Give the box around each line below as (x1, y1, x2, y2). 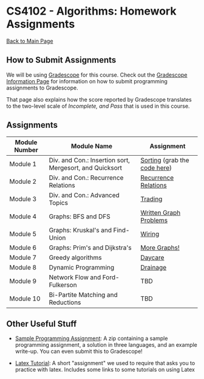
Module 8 (9, 263, 37, 271)
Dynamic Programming (49, 263, 115, 271)
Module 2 (9, 177, 37, 186)
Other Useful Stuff (6, 318, 77, 329)
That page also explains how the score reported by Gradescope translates (6, 96, 192, 103)
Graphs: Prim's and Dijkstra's (49, 243, 132, 252)
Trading (140, 195, 163, 203)
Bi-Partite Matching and (49, 290, 118, 299)
